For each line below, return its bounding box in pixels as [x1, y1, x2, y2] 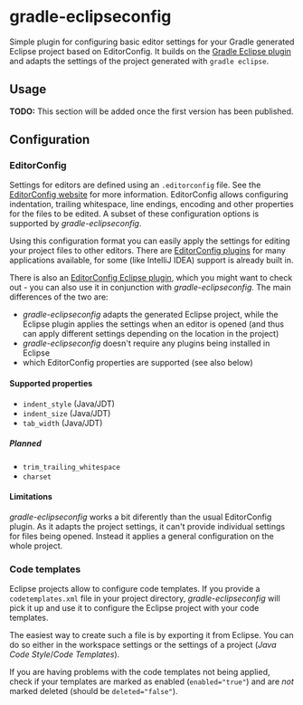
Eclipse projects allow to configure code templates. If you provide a [9, 584, 260, 595]
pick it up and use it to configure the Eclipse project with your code [9, 603, 260, 614]
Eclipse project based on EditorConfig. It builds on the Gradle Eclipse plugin [9, 45, 292, 56]
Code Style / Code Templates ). [9, 649, 120, 660]
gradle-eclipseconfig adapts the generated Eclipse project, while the [22, 310, 279, 320]
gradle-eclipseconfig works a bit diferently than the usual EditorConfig [9, 511, 272, 522]
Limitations [9, 491, 52, 502]
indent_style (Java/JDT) [22, 398, 116, 409]
